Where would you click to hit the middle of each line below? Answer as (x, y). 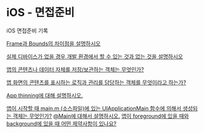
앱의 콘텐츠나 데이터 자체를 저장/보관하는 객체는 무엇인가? (75, 69)
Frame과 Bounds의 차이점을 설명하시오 (53, 43)
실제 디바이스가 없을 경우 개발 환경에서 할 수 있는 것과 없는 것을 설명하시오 (95, 56)
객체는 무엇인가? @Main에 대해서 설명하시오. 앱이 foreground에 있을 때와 (101, 116)
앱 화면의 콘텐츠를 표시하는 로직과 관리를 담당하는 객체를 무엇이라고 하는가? (96, 82)
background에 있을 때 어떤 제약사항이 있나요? (61, 123)
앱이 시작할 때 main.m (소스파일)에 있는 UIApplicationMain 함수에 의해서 (94, 108)
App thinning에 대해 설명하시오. (45, 95)
